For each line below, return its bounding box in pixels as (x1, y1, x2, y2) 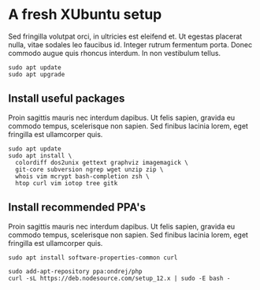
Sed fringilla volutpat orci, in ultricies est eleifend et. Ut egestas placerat (8, 32, 243, 41)
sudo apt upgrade (8, 70, 65, 78)
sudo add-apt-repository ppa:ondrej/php (8, 267, 143, 275)
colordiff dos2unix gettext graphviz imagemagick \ (15, 158, 189, 166)
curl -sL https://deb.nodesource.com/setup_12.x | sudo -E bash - (8, 274, 231, 282)
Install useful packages (8, 92, 125, 106)
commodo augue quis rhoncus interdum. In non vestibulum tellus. (8, 48, 221, 58)
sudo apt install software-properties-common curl (8, 254, 178, 262)
